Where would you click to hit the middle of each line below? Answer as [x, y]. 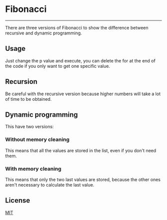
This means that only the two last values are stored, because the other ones [83, 179]
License [18, 201]
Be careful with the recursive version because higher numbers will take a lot [83, 94]
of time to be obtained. [29, 99]
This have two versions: [29, 127]
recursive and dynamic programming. [43, 33]
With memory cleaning [33, 169]
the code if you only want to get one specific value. [58, 66]
